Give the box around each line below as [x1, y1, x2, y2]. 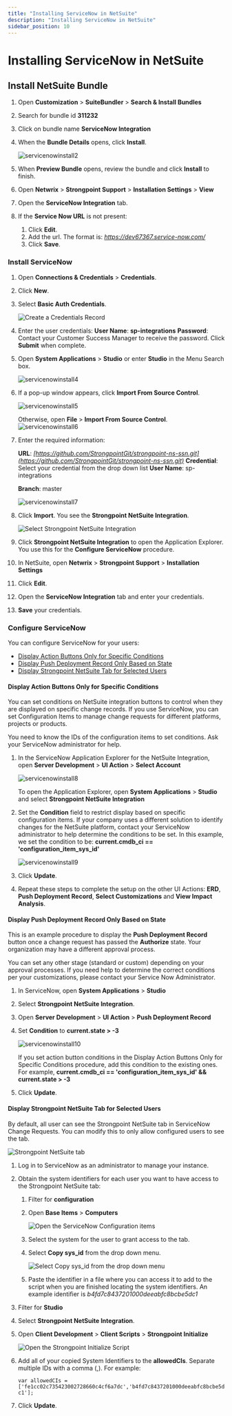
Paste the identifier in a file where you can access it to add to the [28, 1275, 213, 1283]
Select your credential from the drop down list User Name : [17, 464, 184, 472]
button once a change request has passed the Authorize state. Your [8, 938, 202, 946]
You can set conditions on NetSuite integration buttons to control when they [8, 698, 223, 706]
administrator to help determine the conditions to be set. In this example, [17, 831, 224, 839]
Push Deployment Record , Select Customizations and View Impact [17, 893, 213, 901]
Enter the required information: [17, 435, 105, 444]
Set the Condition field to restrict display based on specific [17, 809, 186, 817]
